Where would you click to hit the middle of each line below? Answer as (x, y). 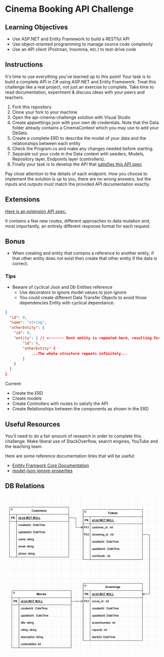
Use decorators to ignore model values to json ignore (73, 292)
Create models (27, 399)
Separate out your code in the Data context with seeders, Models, (78, 153)
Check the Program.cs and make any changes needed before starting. (83, 149)
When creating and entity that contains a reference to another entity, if (83, 253)
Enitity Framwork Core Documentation (51, 465)
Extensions (22, 200)
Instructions (24, 65)
